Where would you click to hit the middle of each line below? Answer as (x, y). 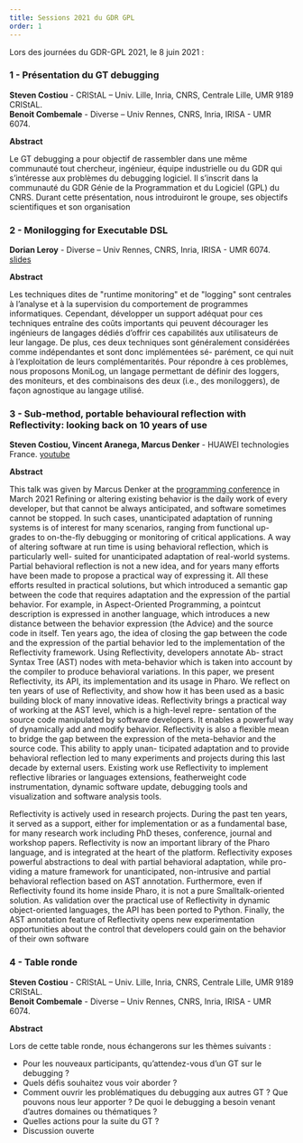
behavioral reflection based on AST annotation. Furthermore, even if (136, 881)
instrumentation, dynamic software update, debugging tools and (129, 787)
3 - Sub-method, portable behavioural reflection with (128, 414)
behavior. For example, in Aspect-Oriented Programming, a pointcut (135, 604)
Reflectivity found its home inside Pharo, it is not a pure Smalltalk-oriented (147, 891)
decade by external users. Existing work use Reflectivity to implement (139, 768)
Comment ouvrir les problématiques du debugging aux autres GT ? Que (155, 1092)
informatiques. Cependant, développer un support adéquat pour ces (136, 314)
